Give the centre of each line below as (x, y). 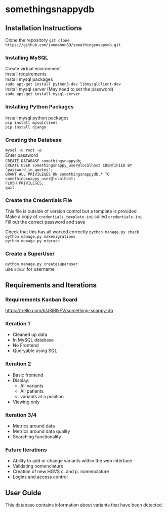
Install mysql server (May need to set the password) (59, 89)
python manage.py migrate (32, 241)
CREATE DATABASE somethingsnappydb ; (44, 160)
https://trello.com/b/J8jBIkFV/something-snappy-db (59, 311)
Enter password (22, 155)
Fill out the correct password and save (45, 222)
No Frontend (26, 346)
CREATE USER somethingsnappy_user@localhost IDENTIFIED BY (69, 165)
